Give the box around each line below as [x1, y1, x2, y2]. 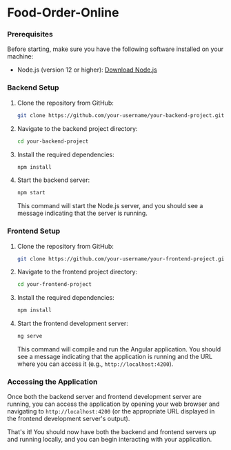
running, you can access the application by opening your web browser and [7, 400, 220, 408]
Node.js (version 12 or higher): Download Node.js [17, 65, 157, 74]
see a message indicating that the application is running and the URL [17, 353, 212, 361]
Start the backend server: [17, 176, 90, 184]
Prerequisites [7, 30, 53, 39]
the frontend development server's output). [7, 415, 130, 423]
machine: [7, 52, 34, 61]
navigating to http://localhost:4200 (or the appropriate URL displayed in [7, 407, 215, 416]
